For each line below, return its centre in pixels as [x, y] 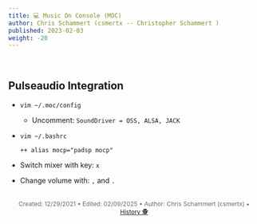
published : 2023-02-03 [46, 30]
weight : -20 [28, 38]
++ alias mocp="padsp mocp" [66, 151]
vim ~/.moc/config [50, 106]
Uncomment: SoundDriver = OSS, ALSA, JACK [106, 120]
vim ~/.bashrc [43, 136]
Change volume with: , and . [67, 181]
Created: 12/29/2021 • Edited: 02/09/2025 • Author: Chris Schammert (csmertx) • [134, 204]
